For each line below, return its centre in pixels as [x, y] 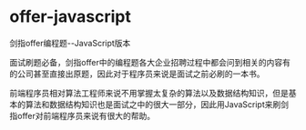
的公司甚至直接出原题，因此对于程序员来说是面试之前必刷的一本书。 [137, 74]
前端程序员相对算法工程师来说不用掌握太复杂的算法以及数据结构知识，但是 [149, 93]
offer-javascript [71, 17]
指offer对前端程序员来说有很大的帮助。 [82, 115]
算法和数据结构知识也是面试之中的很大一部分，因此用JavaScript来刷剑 [157, 104]
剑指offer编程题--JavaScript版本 [70, 43]
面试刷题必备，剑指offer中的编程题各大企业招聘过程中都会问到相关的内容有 [150, 62]
